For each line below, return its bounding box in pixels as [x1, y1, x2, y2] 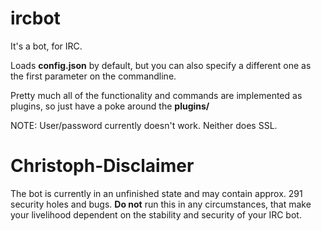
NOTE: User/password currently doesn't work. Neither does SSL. [10, 119, 278, 131]
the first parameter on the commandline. [10, 70, 177, 82]
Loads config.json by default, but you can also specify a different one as [10, 59, 312, 71]
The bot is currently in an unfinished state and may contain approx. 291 [10, 187, 303, 199]
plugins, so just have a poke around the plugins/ [10, 100, 210, 112]
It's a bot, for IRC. [10, 40, 83, 52]
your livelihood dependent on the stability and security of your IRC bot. [10, 208, 302, 221]
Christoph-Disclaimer [10, 155, 195, 177]
